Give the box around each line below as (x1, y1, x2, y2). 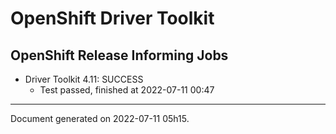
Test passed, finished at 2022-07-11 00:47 (39, 84, 215, 96)
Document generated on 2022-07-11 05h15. (10, 113, 190, 124)
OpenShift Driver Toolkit (10, 7, 215, 30)
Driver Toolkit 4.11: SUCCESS (24, 73, 144, 85)
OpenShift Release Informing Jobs (10, 47, 229, 64)
